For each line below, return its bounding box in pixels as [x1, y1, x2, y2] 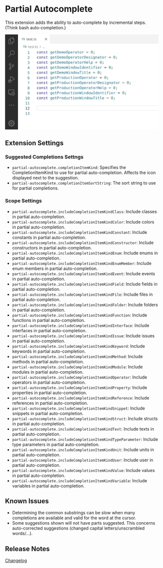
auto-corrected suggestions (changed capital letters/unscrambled [12, 525, 145, 531]
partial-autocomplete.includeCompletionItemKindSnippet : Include [12, 405, 145, 411]
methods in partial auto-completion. [12, 359, 84, 364]
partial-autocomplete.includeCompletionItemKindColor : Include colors [12, 219, 155, 225]
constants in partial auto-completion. [12, 234, 87, 240]
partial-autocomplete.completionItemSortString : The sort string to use [12, 180, 156, 186]
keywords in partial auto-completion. [12, 348, 86, 354]
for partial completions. [12, 185, 59, 191]
